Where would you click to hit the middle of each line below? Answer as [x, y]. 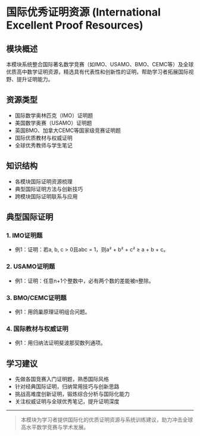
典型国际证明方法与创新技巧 [49, 189]
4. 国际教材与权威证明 [37, 328]
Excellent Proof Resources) [75, 25]
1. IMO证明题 [24, 235]
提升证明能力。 [35, 79]
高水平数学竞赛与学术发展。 [55, 427]
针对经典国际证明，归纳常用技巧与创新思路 [67, 386]
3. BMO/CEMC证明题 [36, 297]
